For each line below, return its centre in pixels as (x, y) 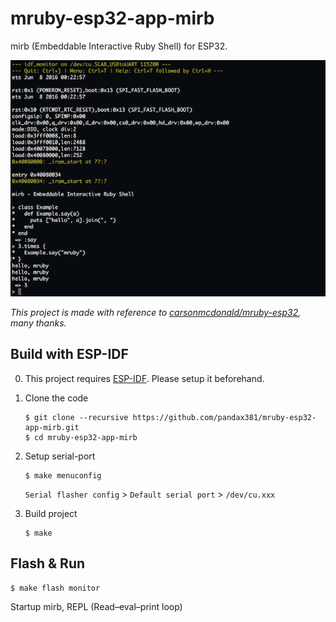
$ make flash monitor (55, 588)
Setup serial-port (60, 456)
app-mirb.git (52, 427)
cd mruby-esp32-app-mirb (86, 437)
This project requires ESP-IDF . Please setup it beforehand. (144, 378)
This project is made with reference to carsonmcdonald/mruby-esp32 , (156, 312)
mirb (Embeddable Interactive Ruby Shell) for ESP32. (119, 46)
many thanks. (38, 323)
